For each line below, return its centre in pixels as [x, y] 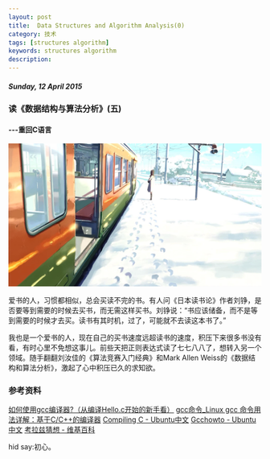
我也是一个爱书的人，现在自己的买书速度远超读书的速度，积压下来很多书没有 [135, 337]
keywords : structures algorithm [62, 51]
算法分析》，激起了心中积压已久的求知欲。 [91, 367]
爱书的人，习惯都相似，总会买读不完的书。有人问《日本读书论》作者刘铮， [131, 300]
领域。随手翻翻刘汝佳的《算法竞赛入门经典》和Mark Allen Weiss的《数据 [129, 358]
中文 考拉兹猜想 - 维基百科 [52, 429]
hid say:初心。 [32, 446]
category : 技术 [33, 34]
